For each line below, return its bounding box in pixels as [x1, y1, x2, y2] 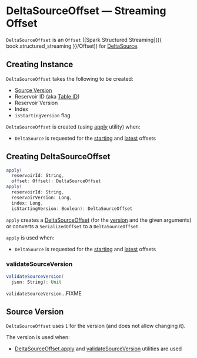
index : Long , [11, 200, 44, 206]
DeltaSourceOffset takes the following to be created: [6, 75, 133, 82]
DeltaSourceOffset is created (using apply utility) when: [6, 123, 141, 130]
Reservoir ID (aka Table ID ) [14, 93, 80, 100]
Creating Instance [6, 60, 74, 70]
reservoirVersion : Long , [11, 195, 72, 201]
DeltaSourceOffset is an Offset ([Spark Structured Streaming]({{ [6, 36, 162, 43]
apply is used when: [6, 234, 55, 241]
